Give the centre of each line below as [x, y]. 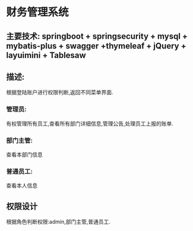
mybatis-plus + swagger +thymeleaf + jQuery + [96, 46]
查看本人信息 [22, 186]
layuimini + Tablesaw [46, 55]
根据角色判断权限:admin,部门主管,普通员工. [58, 222]
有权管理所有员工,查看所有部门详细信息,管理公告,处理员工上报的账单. [90, 124]
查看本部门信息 [24, 154]
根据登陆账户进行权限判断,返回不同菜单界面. [60, 93]
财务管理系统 [38, 12]
